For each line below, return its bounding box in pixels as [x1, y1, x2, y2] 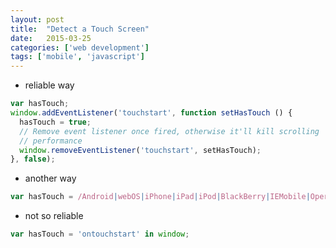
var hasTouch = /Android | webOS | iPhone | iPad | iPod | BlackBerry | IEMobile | [10, 192, 311, 202]
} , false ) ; [10, 154, 56, 165]
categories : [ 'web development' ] [10, 42, 150, 53]
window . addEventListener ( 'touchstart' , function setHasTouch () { [10, 108, 293, 118]
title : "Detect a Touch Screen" [10, 24, 150, 34]
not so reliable [24, 210, 84, 222]
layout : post [10, 14, 65, 25]
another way [24, 172, 77, 185]
